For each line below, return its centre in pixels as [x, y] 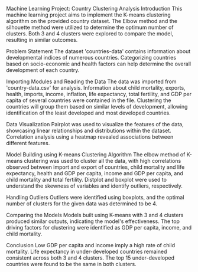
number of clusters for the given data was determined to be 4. [82, 204]
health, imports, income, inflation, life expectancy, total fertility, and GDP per [99, 94]
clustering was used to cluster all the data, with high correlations [103, 161]
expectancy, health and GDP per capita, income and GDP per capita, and [95, 173]
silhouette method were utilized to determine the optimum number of [90, 27]
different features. [28, 143]
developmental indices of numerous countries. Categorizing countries [91, 58]
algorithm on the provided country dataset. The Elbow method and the [92, 21]
